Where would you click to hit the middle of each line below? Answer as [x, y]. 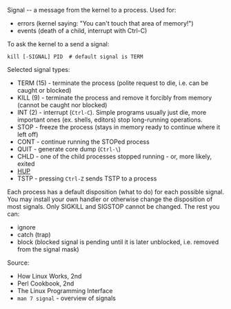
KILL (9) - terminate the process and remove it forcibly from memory [114, 97]
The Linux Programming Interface [65, 291]
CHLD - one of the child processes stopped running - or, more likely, [114, 156]
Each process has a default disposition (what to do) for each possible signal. [115, 192]
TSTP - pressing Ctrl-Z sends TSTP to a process [87, 178]
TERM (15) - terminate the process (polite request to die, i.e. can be [113, 83]
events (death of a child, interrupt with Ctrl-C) [82, 31]
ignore [26, 227]
